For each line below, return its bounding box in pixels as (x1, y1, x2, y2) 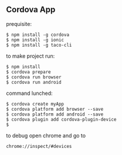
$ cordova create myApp (6, 101, 65, 107)
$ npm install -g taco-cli (6, 42, 72, 48)
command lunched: (6, 90, 53, 97)
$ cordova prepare (6, 69, 51, 75)
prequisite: (6, 20, 32, 27)
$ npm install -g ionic (6, 37, 65, 43)
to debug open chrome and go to (6, 132, 86, 139)
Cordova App (6, 5, 56, 15)
